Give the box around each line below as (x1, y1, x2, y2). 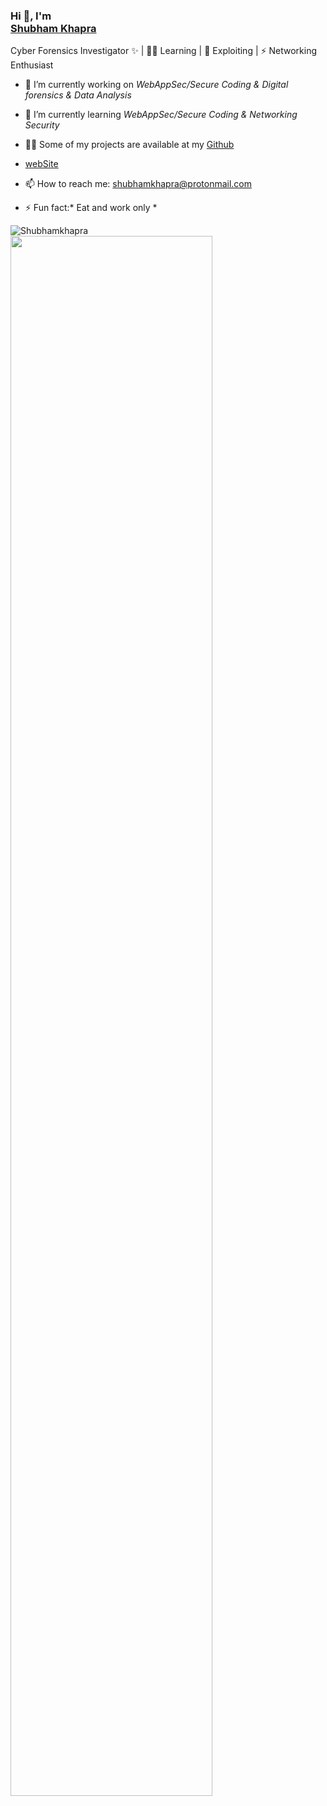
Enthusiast (10, 59, 54, 71)
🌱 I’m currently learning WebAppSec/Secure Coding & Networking (24, 109, 298, 121)
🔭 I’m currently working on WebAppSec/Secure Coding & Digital (24, 79, 289, 91)
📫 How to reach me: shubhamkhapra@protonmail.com (24, 178, 253, 190)
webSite (24, 158, 59, 170)
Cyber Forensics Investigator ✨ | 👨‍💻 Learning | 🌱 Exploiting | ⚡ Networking (10, 45, 318, 57)
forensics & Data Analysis (24, 89, 132, 101)
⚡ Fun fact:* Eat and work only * (24, 202, 158, 214)
